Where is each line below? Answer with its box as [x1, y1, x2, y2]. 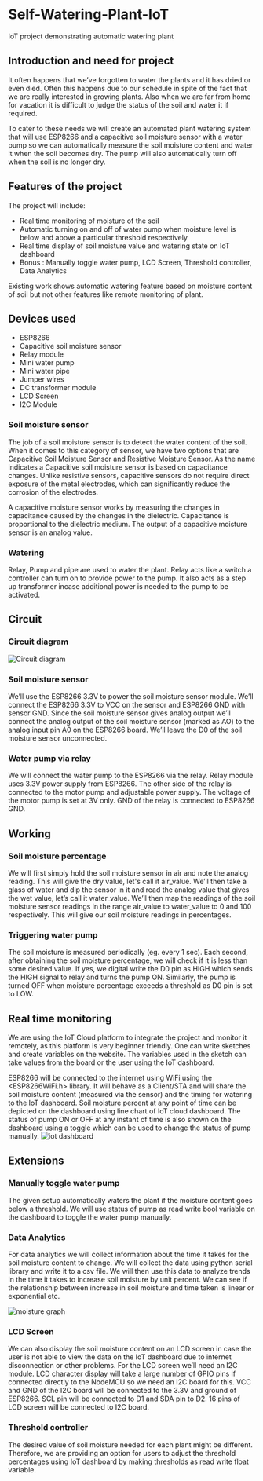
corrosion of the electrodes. [8, 487, 99, 496]
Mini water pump [19, 358, 75, 368]
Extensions [8, 1154, 64, 1168]
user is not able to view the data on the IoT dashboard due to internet [8, 1352, 232, 1362]
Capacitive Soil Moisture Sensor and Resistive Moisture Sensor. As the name [8, 454, 256, 463]
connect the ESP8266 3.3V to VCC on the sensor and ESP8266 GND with [8, 700, 246, 709]
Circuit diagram [8, 636, 69, 647]
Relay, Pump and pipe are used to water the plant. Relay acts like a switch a [8, 565, 252, 574]
